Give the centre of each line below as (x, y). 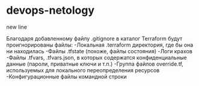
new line (17, 27)
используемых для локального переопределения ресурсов (83, 70)
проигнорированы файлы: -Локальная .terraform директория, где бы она (100, 45)
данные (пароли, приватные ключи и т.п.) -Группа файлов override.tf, (95, 64)
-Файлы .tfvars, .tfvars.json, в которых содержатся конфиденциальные (97, 57)
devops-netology (51, 10)
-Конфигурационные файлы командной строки (67, 76)
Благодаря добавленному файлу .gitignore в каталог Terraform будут (94, 38)
